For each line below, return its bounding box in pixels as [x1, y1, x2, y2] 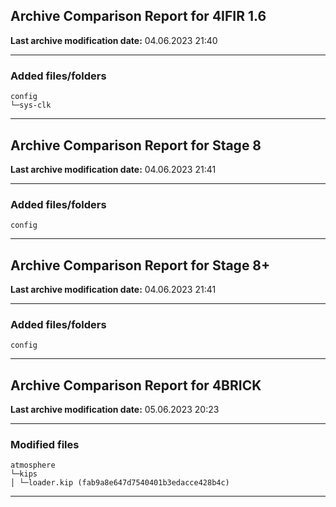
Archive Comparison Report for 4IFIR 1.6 [10, 8, 267, 25]
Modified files [10, 438, 80, 452]
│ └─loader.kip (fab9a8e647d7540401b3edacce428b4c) [10, 478, 230, 488]
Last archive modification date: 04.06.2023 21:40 [10, 34, 218, 46]
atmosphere [10, 460, 56, 471]
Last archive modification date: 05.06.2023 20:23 [10, 404, 220, 416]
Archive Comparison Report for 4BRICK [10, 377, 262, 394]
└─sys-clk [10, 100, 52, 111]
